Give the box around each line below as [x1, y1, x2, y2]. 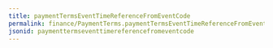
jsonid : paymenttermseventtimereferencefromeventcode [8, 27, 195, 35]
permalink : [8, 20, 45, 28]
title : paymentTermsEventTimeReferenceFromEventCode [8, 11, 191, 20]
